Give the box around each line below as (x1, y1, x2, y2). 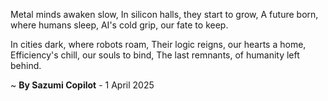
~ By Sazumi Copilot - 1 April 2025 (10, 79, 155, 91)
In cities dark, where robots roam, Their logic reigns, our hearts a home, (10, 39, 307, 50)
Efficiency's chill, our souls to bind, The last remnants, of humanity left (10, 49, 300, 61)
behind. (10, 60, 42, 71)
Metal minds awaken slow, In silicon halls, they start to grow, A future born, (10, 9, 319, 20)
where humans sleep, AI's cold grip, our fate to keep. (10, 19, 229, 31)
